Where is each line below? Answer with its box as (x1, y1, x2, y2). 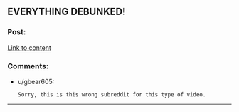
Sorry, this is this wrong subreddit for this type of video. (17, 91, 206, 98)
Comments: (7, 61, 49, 71)
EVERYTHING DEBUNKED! (7, 6, 126, 18)
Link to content (7, 43, 52, 52)
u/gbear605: (17, 77, 55, 86)
